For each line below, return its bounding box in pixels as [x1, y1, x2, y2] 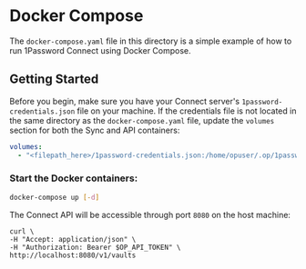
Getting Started [9, 72, 99, 87]
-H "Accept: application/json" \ [9, 234, 137, 244]
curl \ [9, 226, 35, 236]
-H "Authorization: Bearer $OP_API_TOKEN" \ [9, 243, 181, 252]
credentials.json [9, 106, 76, 116]
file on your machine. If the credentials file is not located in [76, 105, 297, 116]
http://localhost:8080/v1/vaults [9, 251, 137, 260]
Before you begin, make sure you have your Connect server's [9, 95, 240, 106]
